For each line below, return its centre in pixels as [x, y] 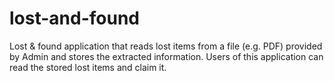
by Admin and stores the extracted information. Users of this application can [166, 56]
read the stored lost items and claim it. [88, 67]
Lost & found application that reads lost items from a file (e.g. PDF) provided [166, 46]
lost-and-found [74, 18]
